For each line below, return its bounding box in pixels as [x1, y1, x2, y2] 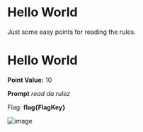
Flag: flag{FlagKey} [7, 103, 66, 112]
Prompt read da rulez [7, 89, 71, 97]
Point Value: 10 [7, 76, 52, 84]
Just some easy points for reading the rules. [7, 28, 136, 36]
